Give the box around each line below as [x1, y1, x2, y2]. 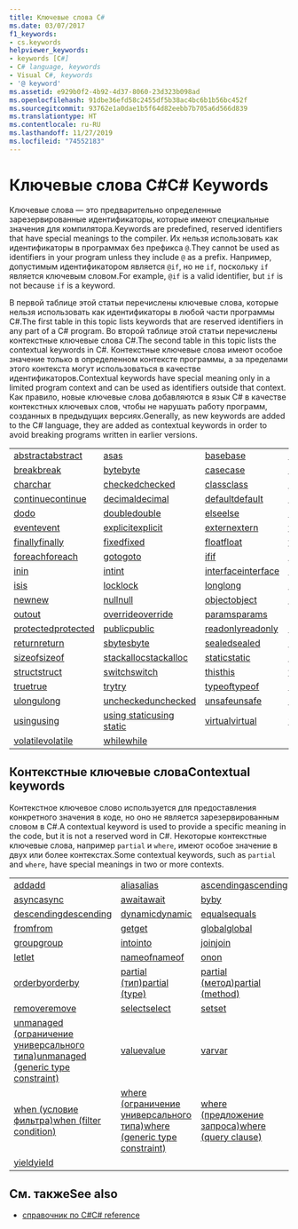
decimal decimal [103, 492, 169, 504]
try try [103, 680, 127, 693]
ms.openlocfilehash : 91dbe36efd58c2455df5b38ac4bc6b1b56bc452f [9, 95, 248, 105]
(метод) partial [200, 976, 262, 988]
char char [13, 478, 51, 490]
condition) [13, 1125, 57, 1138]
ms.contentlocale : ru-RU [9, 121, 101, 130]
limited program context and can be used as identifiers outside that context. [9, 382, 286, 392]
